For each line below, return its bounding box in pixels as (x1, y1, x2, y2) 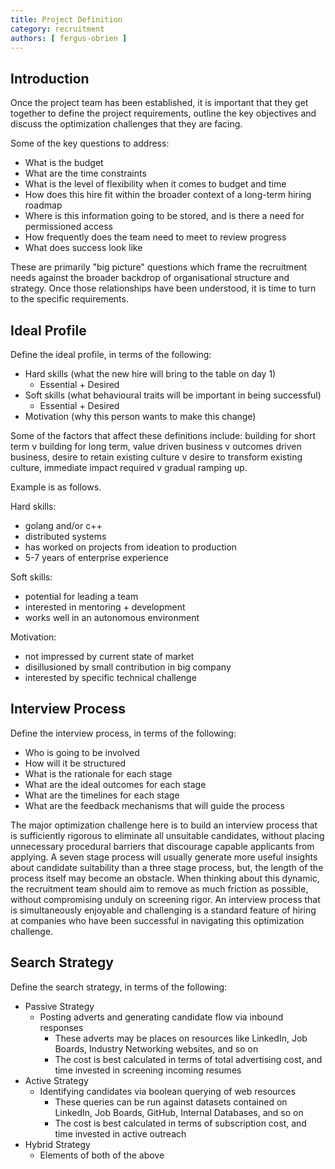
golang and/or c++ (24, 520, 103, 531)
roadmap (24, 199, 63, 211)
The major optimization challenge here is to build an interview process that (10, 819, 318, 831)
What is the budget (24, 157, 104, 169)
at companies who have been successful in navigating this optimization (10, 914, 305, 926)
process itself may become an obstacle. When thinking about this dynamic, (10, 872, 320, 884)
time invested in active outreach (54, 1127, 187, 1140)
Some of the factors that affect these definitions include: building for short (10, 430, 317, 441)
